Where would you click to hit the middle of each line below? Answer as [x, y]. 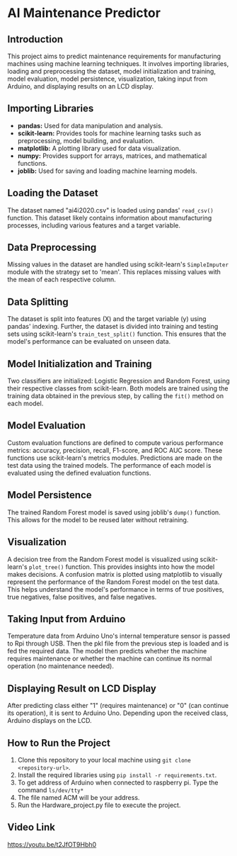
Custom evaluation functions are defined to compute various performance [116, 443]
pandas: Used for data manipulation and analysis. [90, 125]
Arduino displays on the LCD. [50, 721]
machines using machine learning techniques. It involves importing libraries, [118, 64]
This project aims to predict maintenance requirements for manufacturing [114, 56]
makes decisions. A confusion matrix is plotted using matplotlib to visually [115, 574]
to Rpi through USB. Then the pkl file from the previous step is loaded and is [118, 643]
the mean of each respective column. [62, 280]
